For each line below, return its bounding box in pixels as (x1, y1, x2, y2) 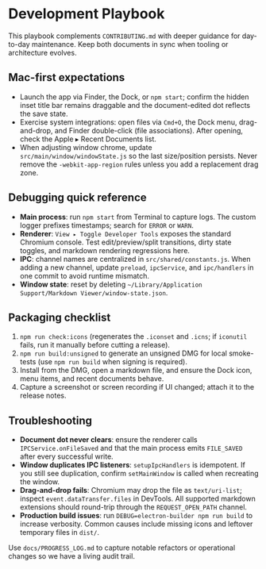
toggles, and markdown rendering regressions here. (19, 245, 191, 255)
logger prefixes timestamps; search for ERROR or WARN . (19, 220, 195, 230)
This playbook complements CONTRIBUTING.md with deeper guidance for (8, 31, 241, 40)
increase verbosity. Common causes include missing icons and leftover (19, 519, 253, 529)
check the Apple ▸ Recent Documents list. (19, 134, 157, 144)
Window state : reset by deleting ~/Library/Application (19, 279, 202, 289)
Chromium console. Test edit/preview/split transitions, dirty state (19, 237, 232, 247)
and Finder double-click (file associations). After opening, (54, 125, 244, 135)
